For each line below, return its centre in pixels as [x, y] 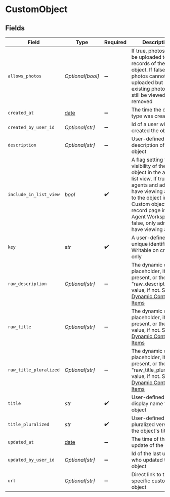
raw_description [27, 284]
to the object [146, 198]
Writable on [145, 250]
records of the [148, 63]
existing [141, 89]
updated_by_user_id [31, 460]
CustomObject [36, 9]
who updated [147, 460]
